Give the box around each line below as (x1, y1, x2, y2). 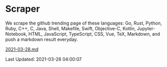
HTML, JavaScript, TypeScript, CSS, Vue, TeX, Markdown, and (28, 31, 160, 37)
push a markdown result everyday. (5, 36, 78, 42)
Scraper (5, 3, 40, 15)
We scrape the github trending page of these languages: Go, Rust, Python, (5, 20, 162, 26)
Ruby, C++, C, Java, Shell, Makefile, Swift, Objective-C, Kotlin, (5, 25, 136, 31)
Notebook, (5, 31, 28, 37)
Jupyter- (137, 25, 155, 31)
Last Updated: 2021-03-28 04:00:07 (5, 56, 82, 62)
